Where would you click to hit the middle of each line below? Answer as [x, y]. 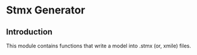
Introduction [29, 32]
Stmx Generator [46, 10]
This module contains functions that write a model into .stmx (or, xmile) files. [98, 46]
